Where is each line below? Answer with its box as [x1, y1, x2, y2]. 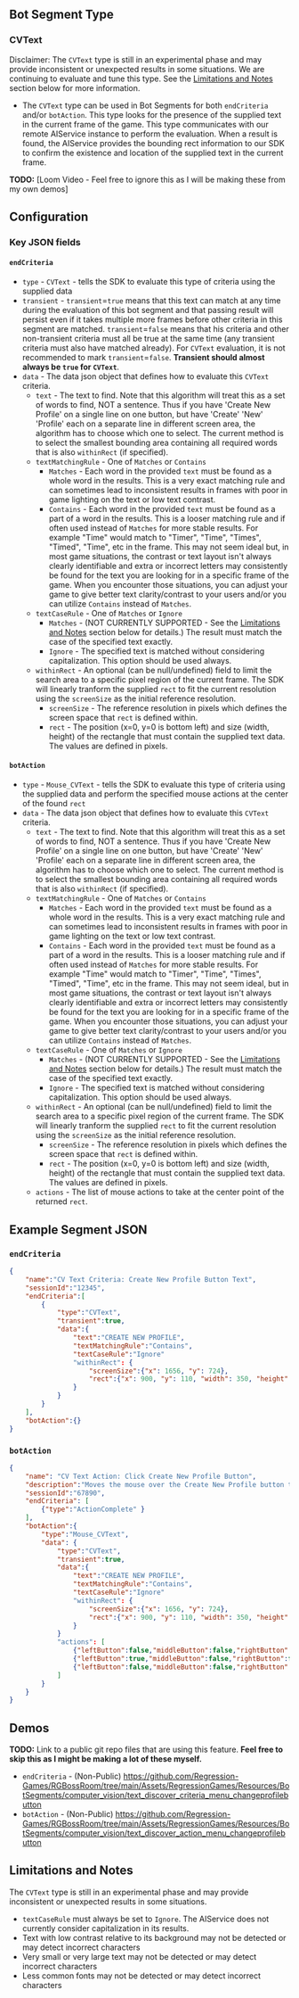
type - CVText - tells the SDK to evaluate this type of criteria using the [21, 277, 276, 287]
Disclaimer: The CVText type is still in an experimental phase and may [9, 54, 263, 65]
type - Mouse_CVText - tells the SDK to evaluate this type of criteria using [21, 780, 286, 790]
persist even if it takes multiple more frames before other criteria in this [21, 314, 283, 325]
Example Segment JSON [9, 1222, 148, 1237]
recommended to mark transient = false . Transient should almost [21, 352, 265, 363]
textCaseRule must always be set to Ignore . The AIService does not [21, 1913, 270, 1924]
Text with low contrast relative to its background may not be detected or [21, 1932, 287, 1943]
